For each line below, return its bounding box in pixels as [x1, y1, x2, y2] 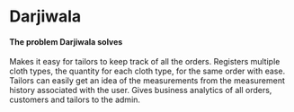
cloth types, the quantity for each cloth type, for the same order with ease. [9, 65, 286, 77]
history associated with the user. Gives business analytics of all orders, [9, 85, 272, 96]
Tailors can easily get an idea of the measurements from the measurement [9, 75, 286, 86]
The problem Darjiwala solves [9, 36, 123, 47]
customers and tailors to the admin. [9, 94, 141, 105]
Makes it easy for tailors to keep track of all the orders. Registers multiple [9, 56, 281, 67]
